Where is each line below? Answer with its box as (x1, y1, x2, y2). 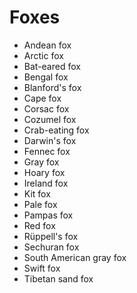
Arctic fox (23, 49, 64, 61)
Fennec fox (23, 145, 71, 157)
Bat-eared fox (23, 60, 81, 72)
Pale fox (23, 198, 58, 210)
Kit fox (23, 187, 51, 200)
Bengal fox (23, 71, 69, 83)
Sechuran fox (23, 241, 80, 253)
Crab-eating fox (23, 124, 90, 136)
